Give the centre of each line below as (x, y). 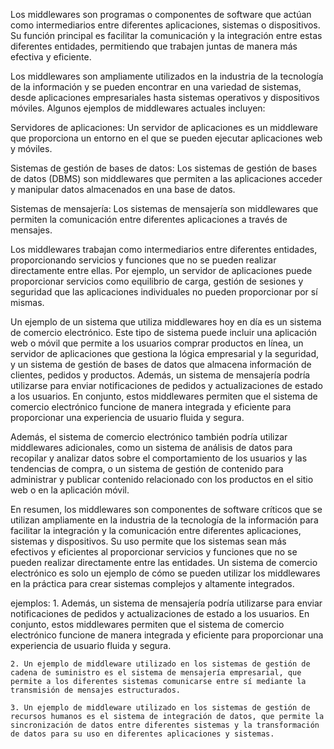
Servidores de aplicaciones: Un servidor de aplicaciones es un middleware (164, 127)
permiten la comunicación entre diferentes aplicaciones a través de (149, 219)
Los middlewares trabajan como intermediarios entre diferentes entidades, (164, 249)
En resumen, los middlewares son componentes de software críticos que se (166, 509)
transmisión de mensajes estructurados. (96, 690)
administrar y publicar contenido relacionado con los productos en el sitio (162, 479)
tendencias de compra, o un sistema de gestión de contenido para (147, 468)
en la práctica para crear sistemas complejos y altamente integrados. (152, 583)
